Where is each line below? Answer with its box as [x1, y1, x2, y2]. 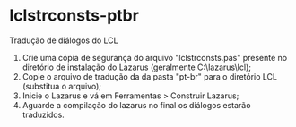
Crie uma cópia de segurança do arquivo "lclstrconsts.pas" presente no [22, 52, 288, 63]
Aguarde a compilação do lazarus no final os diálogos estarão [22, 99, 251, 110]
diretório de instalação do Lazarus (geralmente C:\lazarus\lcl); [22, 62, 251, 72]
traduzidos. [22, 109, 65, 120]
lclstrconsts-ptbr [9, 5, 139, 26]
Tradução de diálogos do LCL [9, 35, 118, 46]
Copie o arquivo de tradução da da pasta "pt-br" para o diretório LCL [22, 71, 278, 81]
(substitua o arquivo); [22, 80, 101, 91]
